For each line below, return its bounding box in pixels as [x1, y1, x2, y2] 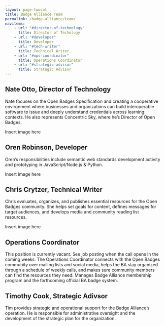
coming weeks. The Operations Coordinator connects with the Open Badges [5, 256, 160, 262]
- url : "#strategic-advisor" [14, 62, 74, 67]
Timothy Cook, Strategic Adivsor [5, 292, 108, 300]
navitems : [5, 21, 26, 26]
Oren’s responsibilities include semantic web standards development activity [5, 156, 161, 162]
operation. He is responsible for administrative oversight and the [5, 310, 135, 316]
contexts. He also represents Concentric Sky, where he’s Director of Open [5, 114, 155, 120]
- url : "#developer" [14, 35, 56, 40]
